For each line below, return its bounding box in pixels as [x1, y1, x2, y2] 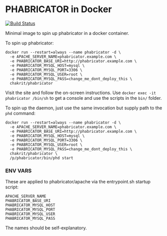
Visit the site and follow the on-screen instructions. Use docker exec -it [5, 90, 156, 96]
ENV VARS [5, 167, 32, 174]
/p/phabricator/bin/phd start [10, 155, 73, 161]
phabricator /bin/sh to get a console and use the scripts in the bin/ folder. [5, 95, 162, 101]
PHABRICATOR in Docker [5, 4, 112, 15]
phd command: [5, 110, 36, 116]
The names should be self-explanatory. [5, 225, 87, 231]
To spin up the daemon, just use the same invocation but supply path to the [5, 105, 162, 111]
